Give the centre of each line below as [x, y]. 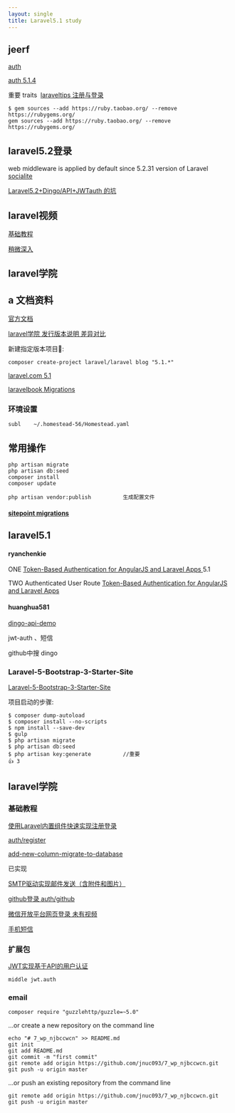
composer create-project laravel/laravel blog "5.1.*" [91, 363]
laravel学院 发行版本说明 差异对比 [57, 334]
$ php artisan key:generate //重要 [74, 754]
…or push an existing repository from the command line [89, 1083]
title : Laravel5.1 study [45, 21]
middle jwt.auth [32, 979]
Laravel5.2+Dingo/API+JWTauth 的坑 [62, 191]
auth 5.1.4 [22, 81]
